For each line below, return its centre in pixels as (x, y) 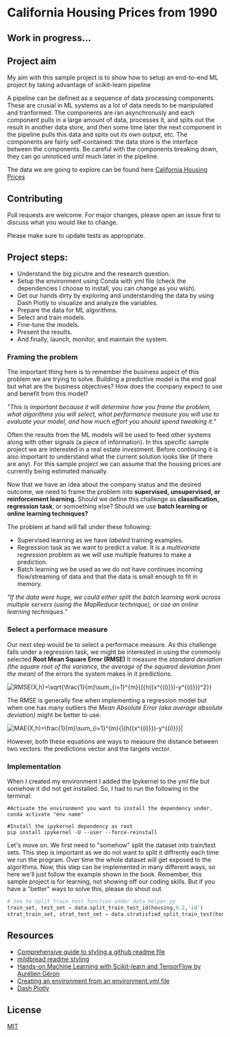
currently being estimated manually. (57, 472)
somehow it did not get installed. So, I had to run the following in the (103, 788)
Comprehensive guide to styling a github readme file (91, 952)
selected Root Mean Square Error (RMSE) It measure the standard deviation (115, 659)
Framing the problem (42, 356)
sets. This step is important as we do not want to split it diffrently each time (113, 852)
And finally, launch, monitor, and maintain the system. (92, 339)
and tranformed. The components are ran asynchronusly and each (101, 113)
